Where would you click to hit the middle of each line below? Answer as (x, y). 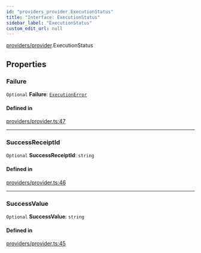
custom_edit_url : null (34, 28)
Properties (26, 64)
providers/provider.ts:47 (36, 121)
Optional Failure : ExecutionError (47, 94)
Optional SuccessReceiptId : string (50, 156)
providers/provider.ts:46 (36, 182)
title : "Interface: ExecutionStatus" (53, 17)
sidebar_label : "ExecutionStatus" (49, 23)
